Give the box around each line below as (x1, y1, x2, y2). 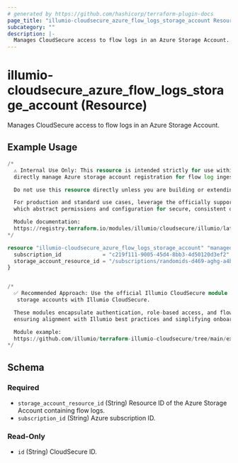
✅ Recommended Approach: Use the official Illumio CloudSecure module (13, 290, 228, 297)
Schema (7, 361, 45, 373)
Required (7, 382, 40, 392)
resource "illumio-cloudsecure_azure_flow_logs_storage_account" (7, 244, 204, 252)
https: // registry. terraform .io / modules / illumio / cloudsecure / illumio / (13, 225, 223, 232)
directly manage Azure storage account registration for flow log (13, 173, 214, 181)
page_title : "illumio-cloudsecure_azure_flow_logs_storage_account (7, 17, 211, 24)
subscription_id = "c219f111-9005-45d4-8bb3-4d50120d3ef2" (13, 251, 230, 258)
